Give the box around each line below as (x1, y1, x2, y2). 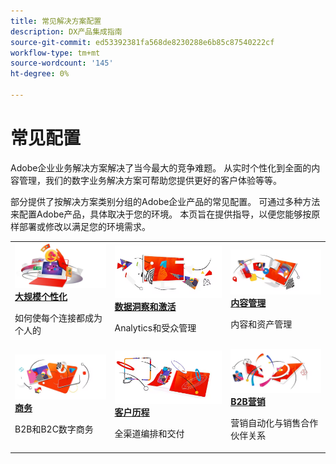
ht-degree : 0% (10, 69, 70, 79)
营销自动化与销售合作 (230, 417, 319, 429)
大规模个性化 (14, 291, 68, 303)
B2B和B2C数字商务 (14, 423, 94, 435)
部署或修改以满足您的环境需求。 (18, 220, 151, 232)
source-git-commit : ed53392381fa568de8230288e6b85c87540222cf (10, 37, 275, 47)
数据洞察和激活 (114, 301, 177, 313)
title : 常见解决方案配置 (10, 16, 102, 26)
